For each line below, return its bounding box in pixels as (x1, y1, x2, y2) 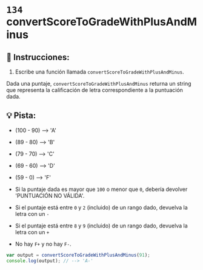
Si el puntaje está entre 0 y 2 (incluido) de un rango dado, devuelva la (15, 204, 188, 211)
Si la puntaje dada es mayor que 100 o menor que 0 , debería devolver (15, 185, 188, 193)
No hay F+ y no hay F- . (15, 240, 72, 247)
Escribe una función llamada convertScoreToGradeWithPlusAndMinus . (15, 68, 184, 75)
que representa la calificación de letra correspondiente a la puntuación (6, 86, 184, 94)
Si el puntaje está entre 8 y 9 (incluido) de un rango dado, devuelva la (15, 222, 188, 229)
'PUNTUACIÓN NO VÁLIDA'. (15, 192, 85, 199)
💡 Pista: (6, 111, 36, 121)
